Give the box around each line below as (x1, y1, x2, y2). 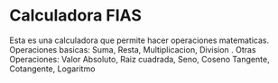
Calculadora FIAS (9, 5, 143, 26)
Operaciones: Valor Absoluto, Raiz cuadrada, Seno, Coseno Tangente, (9, 54, 270, 64)
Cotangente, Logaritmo (9, 63, 96, 74)
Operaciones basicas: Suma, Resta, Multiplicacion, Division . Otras (9, 44, 256, 54)
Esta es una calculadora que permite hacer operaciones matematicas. (9, 35, 269, 46)
